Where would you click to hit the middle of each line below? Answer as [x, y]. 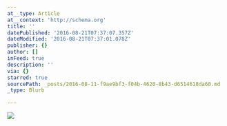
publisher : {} [28, 45]
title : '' [21, 26]
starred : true [28, 77]
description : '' [30, 65]
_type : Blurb [26, 90]
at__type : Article [33, 13]
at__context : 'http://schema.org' [57, 20]
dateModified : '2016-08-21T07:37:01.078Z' [69, 39]
